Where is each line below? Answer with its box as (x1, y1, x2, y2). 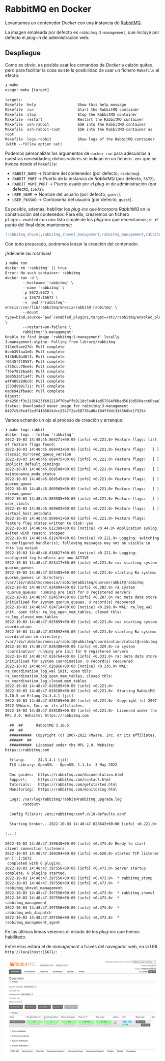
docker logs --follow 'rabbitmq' (5, 432, 74, 437)
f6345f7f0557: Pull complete (5, 359, 65, 364)
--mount (23, 309, 38, 315)
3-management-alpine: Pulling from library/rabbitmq (5, 339, 115, 344)
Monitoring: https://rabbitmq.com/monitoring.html (9, 787, 118, 792)
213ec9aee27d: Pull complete (5, 344, 65, 349)
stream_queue (5, 491, 32, 496)
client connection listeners (5, 846, 65, 851)
